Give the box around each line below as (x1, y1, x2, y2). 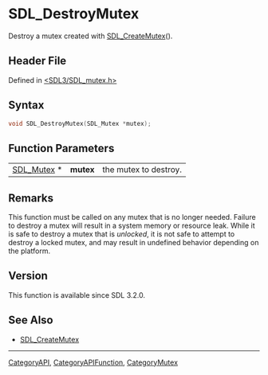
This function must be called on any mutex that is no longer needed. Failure (8, 213, 257, 222)
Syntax (8, 99, 45, 112)
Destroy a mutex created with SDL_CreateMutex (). (8, 31, 173, 41)
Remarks (8, 191, 54, 205)
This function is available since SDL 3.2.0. (8, 290, 146, 299)
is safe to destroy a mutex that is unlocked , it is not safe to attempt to (8, 229, 235, 239)
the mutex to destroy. (102, 164, 182, 175)
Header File (8, 54, 67, 68)
